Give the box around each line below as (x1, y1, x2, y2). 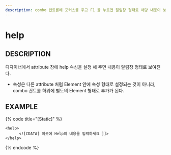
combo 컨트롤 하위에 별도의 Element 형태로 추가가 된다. (12, 87, 125, 93)
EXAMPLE (5, 102, 38, 111)
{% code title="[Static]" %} (5, 116, 63, 122)
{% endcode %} (5, 145, 39, 151)
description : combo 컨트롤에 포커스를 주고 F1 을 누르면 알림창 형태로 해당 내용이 (5, 7, 161, 13)
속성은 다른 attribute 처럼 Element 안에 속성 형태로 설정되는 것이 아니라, (12, 81, 156, 87)
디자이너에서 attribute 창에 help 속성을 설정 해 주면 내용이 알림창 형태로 (5, 64, 148, 70)
